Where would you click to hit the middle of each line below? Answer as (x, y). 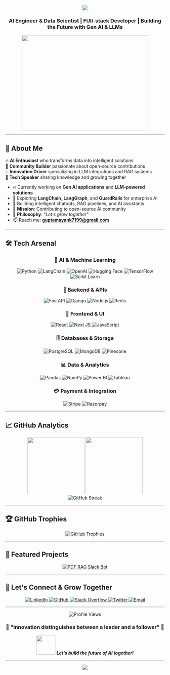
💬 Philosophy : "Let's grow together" (51, 214)
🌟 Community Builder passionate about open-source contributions (75, 166)
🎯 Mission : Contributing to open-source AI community (69, 209)
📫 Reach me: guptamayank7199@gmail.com (61, 220)
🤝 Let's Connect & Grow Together (59, 588)
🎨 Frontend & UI (85, 314)
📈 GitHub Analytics (37, 425)
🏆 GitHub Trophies (36, 519)
